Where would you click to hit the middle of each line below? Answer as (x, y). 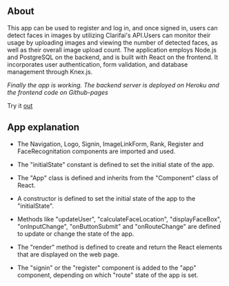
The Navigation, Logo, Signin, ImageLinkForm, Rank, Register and (110, 144)
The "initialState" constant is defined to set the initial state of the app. (116, 164)
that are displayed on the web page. (68, 254)
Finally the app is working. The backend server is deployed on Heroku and (113, 85)
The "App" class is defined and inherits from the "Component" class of (118, 177)
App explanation (43, 128)
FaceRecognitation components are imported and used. (96, 151)
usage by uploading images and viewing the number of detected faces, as (113, 42)
